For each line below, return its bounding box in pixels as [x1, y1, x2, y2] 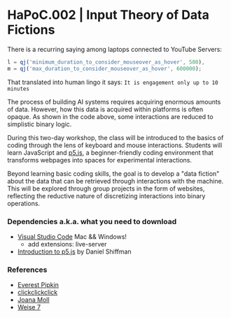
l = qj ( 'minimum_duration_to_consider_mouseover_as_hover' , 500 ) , [7, 58, 205, 66]
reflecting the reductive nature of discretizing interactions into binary [7, 191, 206, 200]
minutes [7, 85, 30, 92]
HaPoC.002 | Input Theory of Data [7, 7, 210, 23]
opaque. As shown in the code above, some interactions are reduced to [7, 112, 213, 120]
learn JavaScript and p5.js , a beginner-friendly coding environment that [7, 148, 213, 157]
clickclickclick [17, 288, 58, 297]
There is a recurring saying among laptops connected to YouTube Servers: [7, 45, 223, 53]
